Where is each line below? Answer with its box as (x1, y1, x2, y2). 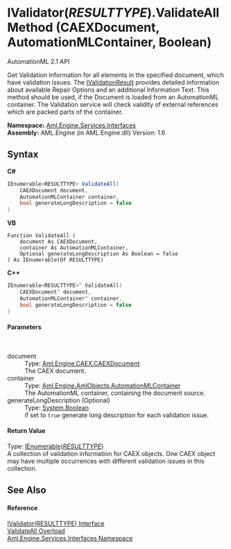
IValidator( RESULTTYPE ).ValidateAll (7, 5, 220, 21)
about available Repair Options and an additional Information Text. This (7, 85, 209, 94)
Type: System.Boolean (24, 403, 89, 412)
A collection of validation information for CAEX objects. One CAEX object (7, 449, 216, 457)
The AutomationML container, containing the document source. (24, 389, 206, 397)
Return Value (7, 427, 46, 435)
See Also (7, 484, 46, 496)
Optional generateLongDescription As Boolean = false (19, 251, 178, 257)
